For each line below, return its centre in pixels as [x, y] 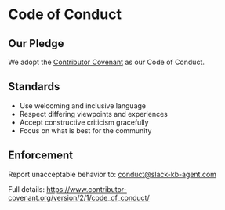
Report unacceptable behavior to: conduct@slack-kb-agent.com [112, 174]
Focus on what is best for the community [85, 130]
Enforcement [40, 156]
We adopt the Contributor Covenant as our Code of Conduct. [107, 62]
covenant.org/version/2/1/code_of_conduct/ [79, 197]
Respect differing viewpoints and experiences [94, 114]
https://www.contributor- [87, 189]
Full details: [27, 189]
